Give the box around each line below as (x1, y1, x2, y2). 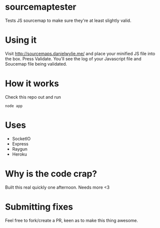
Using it (5, 35, 37, 46)
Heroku (12, 151, 27, 157)
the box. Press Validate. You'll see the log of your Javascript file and (5, 55, 142, 62)
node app (5, 104, 23, 108)
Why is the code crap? (5, 168, 97, 179)
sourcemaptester (5, 1, 77, 13)
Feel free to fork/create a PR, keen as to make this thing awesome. (5, 217, 139, 223)
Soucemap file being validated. (5, 61, 67, 67)
